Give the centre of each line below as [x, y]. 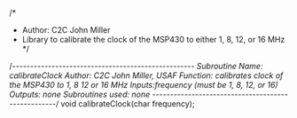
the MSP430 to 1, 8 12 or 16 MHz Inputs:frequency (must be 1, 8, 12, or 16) [144, 85]
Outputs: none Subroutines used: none [80, 94]
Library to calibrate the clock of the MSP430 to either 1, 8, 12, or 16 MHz [153, 39]
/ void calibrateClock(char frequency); [125, 104]
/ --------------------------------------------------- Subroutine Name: [136, 66]
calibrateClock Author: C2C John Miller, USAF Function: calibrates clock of [146, 75]
